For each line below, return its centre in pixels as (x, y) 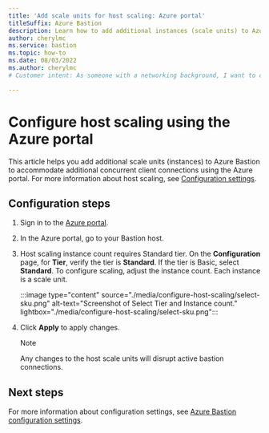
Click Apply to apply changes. (70, 328)
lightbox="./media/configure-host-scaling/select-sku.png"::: (119, 312)
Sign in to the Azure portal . (64, 223)
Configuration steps (59, 203)
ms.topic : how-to (37, 53)
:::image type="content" (60, 295)
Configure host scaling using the (119, 122)
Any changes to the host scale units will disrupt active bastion (122, 358)
